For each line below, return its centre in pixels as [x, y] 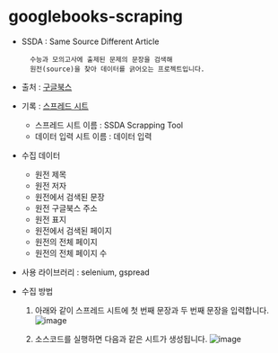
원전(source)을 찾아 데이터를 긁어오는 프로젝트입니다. [117, 69]
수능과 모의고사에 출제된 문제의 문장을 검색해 [101, 59]
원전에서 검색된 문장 [69, 197]
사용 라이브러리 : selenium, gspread [85, 272]
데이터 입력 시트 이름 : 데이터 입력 [93, 136]
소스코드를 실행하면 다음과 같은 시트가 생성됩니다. [121, 339]
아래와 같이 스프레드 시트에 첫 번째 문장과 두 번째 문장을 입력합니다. [152, 310]
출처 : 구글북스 [47, 86]
